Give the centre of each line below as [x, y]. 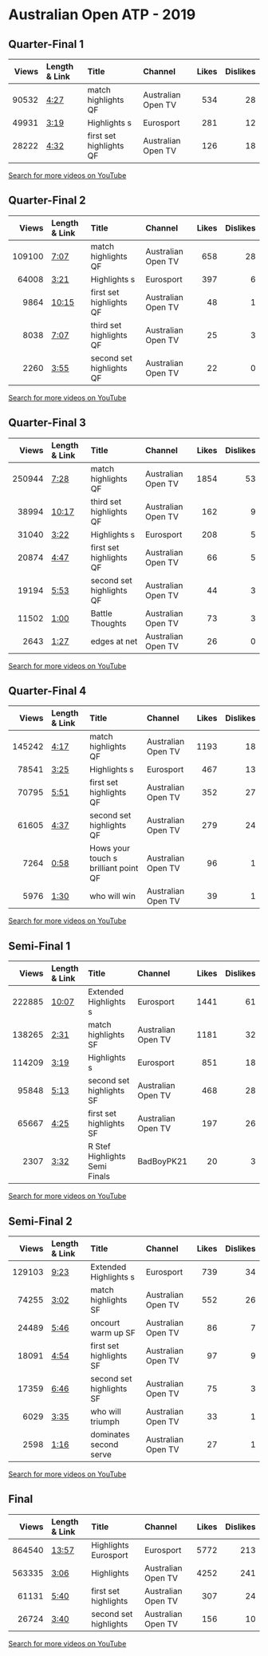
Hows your [109, 849]
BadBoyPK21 [162, 1161]
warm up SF [113, 1333]
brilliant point [114, 869]
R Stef [99, 1146]
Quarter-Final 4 [47, 691]
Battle [102, 613]
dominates [110, 1435]
